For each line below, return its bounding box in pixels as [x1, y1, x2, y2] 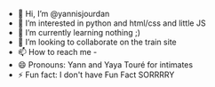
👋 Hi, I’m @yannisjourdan [17, 9, 110, 19]
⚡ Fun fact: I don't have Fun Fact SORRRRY [17, 69, 175, 80]
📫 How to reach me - [17, 47, 98, 57]
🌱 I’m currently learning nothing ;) [17, 28, 140, 37]
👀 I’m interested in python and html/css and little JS [17, 18, 206, 28]
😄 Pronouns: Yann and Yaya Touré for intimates [17, 59, 194, 70]
